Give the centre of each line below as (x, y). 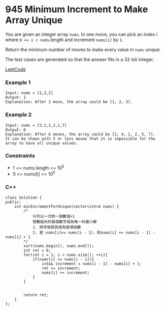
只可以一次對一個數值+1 (54, 217)
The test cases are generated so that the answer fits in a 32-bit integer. (80, 59)
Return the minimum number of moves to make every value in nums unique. (83, 49)
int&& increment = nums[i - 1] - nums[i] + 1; (92, 264)
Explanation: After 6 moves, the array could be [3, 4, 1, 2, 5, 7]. (80, 134)
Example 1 (18, 82)
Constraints (20, 156)
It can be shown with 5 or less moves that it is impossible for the (80, 138)
